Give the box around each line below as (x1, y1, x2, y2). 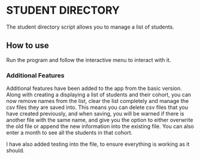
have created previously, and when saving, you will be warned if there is (6, 110, 184, 117)
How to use (6, 40, 49, 51)
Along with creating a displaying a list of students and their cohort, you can (6, 91, 192, 98)
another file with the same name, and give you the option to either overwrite (6, 117, 193, 124)
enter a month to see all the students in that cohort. (6, 129, 133, 136)
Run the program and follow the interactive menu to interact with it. (6, 56, 171, 63)
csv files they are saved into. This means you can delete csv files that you (6, 104, 189, 111)
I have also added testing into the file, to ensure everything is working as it (6, 141, 190, 148)
